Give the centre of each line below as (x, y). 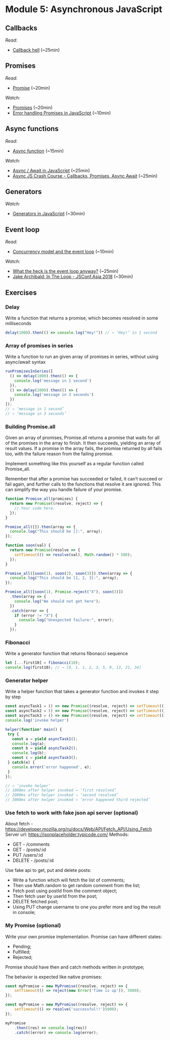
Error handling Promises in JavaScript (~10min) (62, 113)
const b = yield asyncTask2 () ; (45, 748)
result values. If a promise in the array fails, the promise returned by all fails (84, 449)
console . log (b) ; (29, 753)
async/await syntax (26, 362)
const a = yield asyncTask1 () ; (45, 739)
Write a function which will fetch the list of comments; (69, 880)
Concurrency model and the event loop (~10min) (63, 252)
